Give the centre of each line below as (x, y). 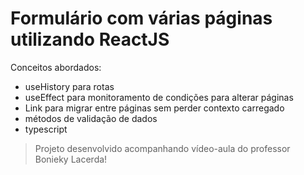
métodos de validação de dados (91, 118)
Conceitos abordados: (56, 67)
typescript (46, 129)
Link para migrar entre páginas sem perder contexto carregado (154, 108)
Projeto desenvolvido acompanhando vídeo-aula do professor (162, 148)
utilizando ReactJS (90, 39)
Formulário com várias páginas (141, 18)
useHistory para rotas (69, 86)
